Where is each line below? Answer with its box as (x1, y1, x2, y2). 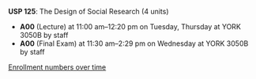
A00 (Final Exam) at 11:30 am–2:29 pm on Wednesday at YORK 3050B (19, 39, 249, 48)
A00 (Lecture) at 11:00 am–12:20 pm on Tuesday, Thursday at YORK (19, 22, 241, 31)
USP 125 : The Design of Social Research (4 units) (8, 7, 169, 16)
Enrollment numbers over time (8, 62, 107, 72)
